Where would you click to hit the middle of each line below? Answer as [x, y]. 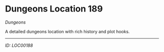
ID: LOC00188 [19, 45]
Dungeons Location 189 [54, 9]
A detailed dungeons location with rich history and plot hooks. [68, 31]
